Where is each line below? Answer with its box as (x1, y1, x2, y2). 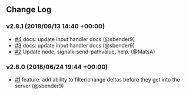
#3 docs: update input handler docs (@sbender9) (14, 42, 135, 49)
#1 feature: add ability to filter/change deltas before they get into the (14, 76, 181, 83)
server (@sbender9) (14, 82, 64, 89)
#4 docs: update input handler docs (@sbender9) (14, 35, 135, 43)
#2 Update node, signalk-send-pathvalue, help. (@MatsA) (14, 48, 155, 55)
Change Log (6, 5, 52, 15)
